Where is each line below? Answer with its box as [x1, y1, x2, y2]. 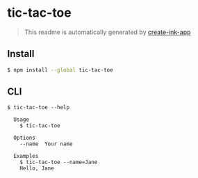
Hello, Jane [19, 165, 54, 172]
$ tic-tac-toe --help [7, 104, 70, 111]
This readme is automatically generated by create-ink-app [24, 28, 191, 36]
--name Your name [19, 140, 73, 147]
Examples [13, 153, 39, 160]
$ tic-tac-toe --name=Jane [19, 159, 98, 166]
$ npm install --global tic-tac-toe [7, 66, 113, 74]
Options [13, 134, 36, 142]
